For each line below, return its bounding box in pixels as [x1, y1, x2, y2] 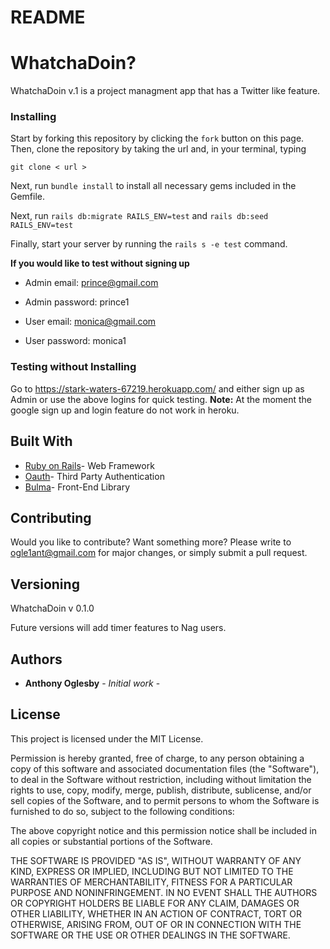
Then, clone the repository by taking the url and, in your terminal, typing [10, 143, 307, 155]
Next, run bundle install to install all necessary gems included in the [10, 180, 297, 192]
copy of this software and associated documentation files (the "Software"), [10, 762, 320, 775]
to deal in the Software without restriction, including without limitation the [10, 773, 312, 785]
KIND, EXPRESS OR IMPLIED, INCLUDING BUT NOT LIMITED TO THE [10, 865, 294, 877]
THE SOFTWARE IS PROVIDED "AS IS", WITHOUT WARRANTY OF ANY [10, 854, 302, 866]
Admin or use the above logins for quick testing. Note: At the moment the [10, 393, 313, 405]
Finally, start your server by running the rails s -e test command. [10, 238, 288, 250]
